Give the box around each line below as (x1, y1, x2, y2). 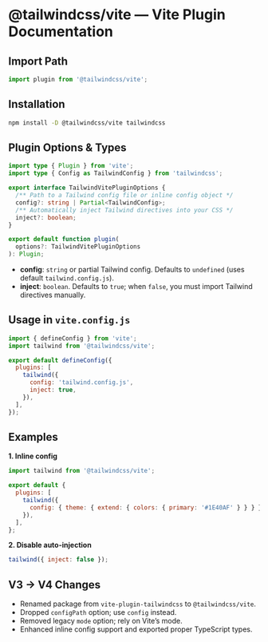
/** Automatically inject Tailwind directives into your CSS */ (15, 206, 234, 214)
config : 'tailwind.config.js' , (29, 378, 134, 386)
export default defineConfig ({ (8, 356, 112, 364)
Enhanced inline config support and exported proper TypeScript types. (19, 624, 253, 634)
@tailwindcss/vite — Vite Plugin (8, 6, 226, 24)
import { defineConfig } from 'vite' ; (8, 334, 137, 343)
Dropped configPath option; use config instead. (19, 608, 177, 617)
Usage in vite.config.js (8, 313, 131, 327)
